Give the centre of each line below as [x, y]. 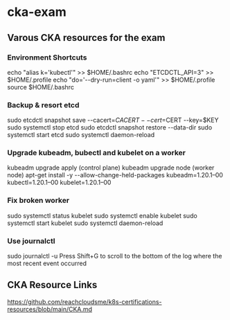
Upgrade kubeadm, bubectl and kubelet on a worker [96, 153]
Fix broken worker [38, 200]
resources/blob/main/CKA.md [50, 309]
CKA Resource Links [52, 285]
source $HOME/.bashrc [41, 87]
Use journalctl [31, 241]
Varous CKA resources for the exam [86, 38]
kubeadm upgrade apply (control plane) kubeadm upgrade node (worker [111, 168]
